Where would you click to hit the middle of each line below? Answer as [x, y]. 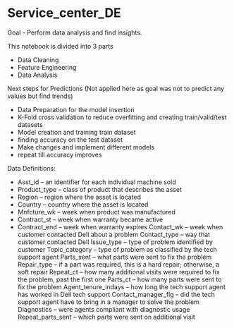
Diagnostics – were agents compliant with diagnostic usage [104, 309]
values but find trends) [40, 96]
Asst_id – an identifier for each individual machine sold [97, 182]
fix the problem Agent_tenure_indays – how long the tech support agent [121, 286]
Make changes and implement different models [86, 147]
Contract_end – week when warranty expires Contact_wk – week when [120, 226]
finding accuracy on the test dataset [70, 140]
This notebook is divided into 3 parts [61, 46]
